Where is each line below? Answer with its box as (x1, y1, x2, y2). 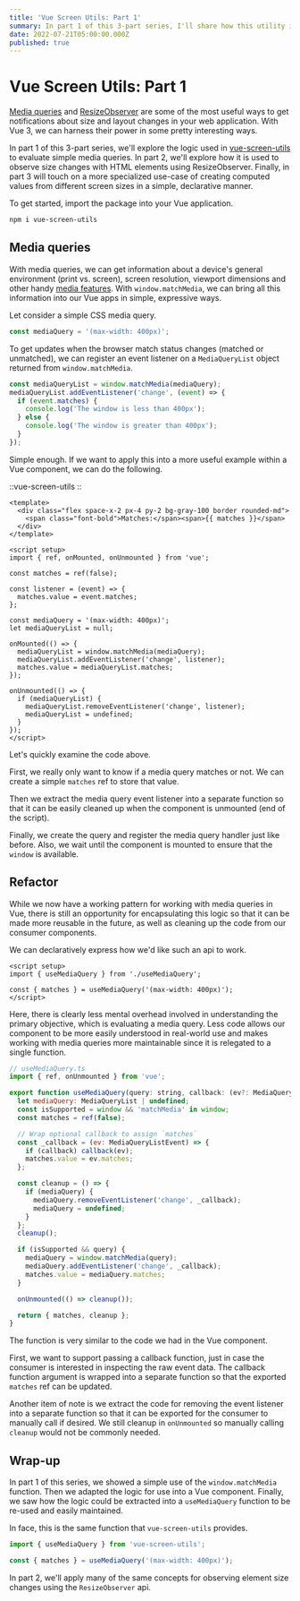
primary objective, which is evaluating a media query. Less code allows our (9, 1018, 286, 1029)
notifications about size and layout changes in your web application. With (9, 116, 279, 126)
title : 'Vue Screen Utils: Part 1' (9, 13, 142, 22)
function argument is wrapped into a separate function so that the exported (9, 1372, 287, 1383)
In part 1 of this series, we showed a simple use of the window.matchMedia (9, 1477, 277, 1487)
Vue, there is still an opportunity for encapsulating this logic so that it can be (9, 908, 290, 919)
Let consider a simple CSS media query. (9, 310, 156, 321)
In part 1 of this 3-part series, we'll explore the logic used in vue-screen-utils (9, 142, 291, 153)
